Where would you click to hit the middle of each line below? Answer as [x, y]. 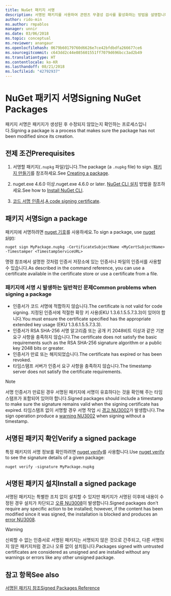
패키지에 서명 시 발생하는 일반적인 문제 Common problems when [81, 288]
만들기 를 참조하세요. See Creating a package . [64, 173]
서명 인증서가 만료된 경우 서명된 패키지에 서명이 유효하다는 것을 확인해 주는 [79, 392]
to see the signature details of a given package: [55, 457]
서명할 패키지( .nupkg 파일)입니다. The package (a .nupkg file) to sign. [82, 166]
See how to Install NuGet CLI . [53, 190]
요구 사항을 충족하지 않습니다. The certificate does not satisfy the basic [85, 337]
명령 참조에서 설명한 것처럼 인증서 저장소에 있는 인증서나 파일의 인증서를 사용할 [83, 261]
